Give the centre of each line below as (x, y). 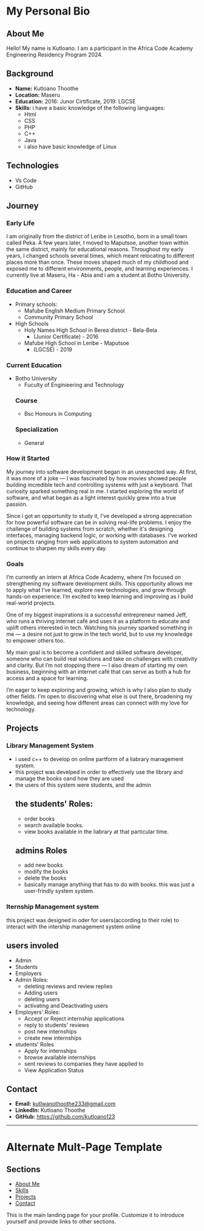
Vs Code (26, 180)
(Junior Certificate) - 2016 (66, 336)
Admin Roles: (32, 979)
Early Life (21, 223)
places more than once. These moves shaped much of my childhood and (98, 262)
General (34, 443)
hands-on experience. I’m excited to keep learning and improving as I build (100, 596)
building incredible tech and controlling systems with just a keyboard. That (99, 484)
